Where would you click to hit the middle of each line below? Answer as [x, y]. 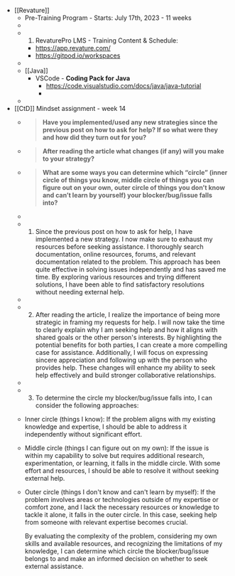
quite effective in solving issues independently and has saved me [131, 269]
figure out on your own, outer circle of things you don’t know [134, 187]
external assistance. [54, 566]
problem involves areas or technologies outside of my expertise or [121, 500]
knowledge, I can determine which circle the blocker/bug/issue [117, 551]
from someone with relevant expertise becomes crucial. [106, 522]
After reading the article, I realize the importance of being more [127, 315]
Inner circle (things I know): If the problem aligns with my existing [120, 419]
